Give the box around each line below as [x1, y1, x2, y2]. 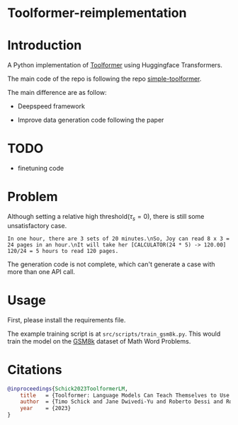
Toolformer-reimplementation [7, 5, 187, 21]
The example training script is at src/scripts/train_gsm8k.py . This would [7, 329, 221, 338]
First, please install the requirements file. [7, 315, 126, 324]
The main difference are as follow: [7, 89, 108, 97]
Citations [7, 361, 62, 378]
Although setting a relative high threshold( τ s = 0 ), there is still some [7, 212, 205, 222]
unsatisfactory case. [7, 221, 67, 229]
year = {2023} [20, 405, 72, 412]
